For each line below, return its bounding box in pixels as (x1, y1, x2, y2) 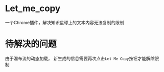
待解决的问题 (5, 38, 57, 50)
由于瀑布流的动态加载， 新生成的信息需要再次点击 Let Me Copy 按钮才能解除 (5, 55, 155, 61)
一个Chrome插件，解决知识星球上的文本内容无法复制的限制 (5, 19, 124, 25)
